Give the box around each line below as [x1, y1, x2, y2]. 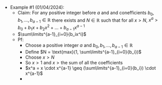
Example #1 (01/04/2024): [10, 5, 65, 10]
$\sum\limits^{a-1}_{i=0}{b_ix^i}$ [17, 31, 87, 37]
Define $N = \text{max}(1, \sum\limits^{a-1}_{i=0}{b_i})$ [25, 49, 142, 55]
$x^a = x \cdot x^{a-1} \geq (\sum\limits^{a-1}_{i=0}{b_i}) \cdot [25, 65, 156, 71]
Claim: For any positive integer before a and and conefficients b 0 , [17, 10, 154, 17]
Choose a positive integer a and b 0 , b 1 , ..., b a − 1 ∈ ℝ [25, 42, 133, 50]
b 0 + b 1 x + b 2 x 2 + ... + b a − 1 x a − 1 [17, 24, 85, 32]
